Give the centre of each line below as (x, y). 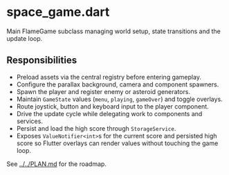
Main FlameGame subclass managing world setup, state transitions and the (113, 31)
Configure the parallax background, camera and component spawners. (118, 84)
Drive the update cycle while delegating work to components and (109, 113)
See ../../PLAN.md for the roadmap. (56, 164)
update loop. (25, 38)
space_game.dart (58, 12)
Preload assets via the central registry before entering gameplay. (109, 77)
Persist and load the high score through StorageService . (96, 128)
